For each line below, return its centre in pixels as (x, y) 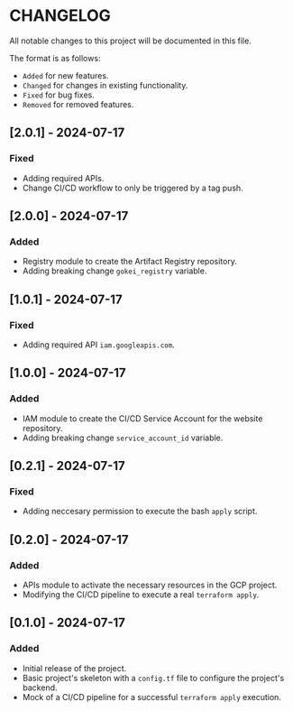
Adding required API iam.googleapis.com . (99, 345)
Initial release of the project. (74, 668)
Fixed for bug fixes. (58, 95)
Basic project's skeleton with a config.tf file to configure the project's (153, 678)
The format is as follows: (55, 58)
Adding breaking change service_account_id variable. (123, 438)
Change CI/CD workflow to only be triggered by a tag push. (133, 188)
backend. (40, 688)
